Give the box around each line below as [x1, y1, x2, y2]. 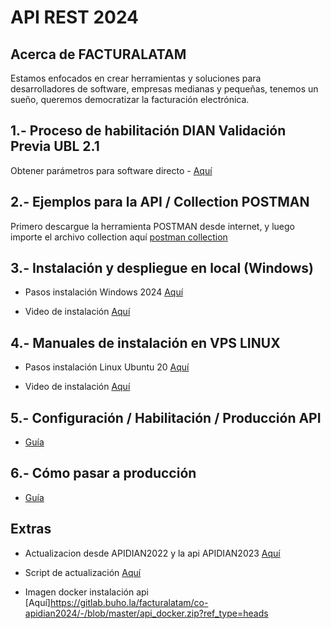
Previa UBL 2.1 [10, 138, 100, 155]
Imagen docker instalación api [24, 586, 149, 598]
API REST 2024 [10, 6, 140, 29]
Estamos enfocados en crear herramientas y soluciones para [10, 72, 262, 84]
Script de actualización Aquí [24, 566, 142, 578]
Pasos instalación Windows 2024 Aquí [24, 286, 184, 298]
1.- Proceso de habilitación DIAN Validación [10, 122, 287, 140]
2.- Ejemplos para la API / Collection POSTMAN [10, 194, 310, 211]
